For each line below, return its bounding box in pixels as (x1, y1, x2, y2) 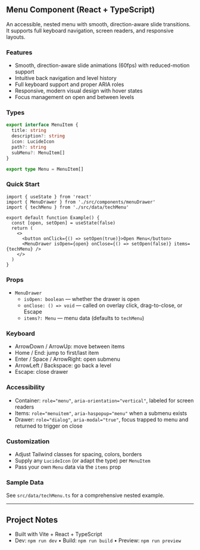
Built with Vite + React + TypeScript (14, 531, 102, 537)
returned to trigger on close (14, 422, 83, 429)
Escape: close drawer (14, 368, 68, 376)
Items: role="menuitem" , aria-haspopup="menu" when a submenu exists (14, 409, 187, 417)
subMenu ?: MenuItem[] (11, 149, 65, 156)
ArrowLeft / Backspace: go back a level (14, 362, 111, 369)
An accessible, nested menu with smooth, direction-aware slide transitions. (6, 20, 191, 27)
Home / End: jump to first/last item (14, 349, 99, 357)
